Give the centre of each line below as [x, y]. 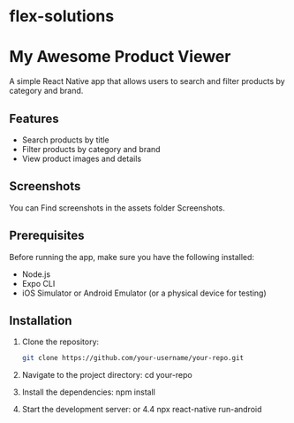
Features [34, 118]
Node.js [36, 274]
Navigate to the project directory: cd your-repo [107, 375]
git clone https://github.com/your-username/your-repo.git [133, 358]
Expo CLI [38, 283]
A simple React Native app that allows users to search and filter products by [147, 81]
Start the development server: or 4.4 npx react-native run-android [142, 410]
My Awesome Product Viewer [120, 57]
